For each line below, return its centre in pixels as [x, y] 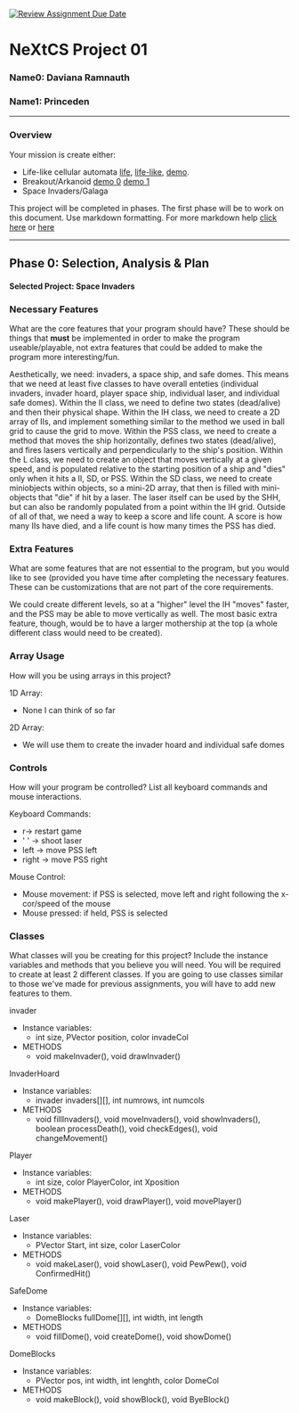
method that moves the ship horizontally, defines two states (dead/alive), [143, 440]
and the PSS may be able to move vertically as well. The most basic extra [143, 614]
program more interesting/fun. [65, 357]
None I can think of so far [69, 710]
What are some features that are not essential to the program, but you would [149, 568]
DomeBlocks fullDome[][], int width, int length [119, 1318]
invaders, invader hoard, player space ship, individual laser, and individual [145, 393]
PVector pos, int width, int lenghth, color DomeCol [127, 1381]
